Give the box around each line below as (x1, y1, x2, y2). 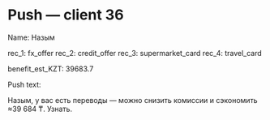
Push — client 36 (7, 6, 124, 24)
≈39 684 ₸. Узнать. (7, 104, 73, 114)
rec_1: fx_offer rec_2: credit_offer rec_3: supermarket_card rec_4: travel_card (7, 48, 263, 58)
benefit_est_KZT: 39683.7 (7, 63, 94, 74)
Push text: (7, 79, 41, 89)
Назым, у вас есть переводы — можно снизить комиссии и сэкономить (7, 95, 258, 105)
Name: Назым (7, 32, 56, 42)
